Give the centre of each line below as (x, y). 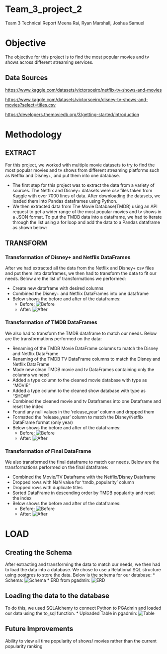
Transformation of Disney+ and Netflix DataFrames (68, 257)
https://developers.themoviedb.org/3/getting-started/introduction (72, 114)
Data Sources (27, 78)
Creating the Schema (39, 552)
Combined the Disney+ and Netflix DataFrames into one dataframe (81, 294)
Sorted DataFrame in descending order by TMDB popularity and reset (83, 493)
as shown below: (30, 227)
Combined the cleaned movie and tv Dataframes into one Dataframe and (87, 401)
